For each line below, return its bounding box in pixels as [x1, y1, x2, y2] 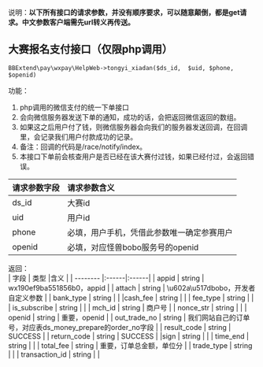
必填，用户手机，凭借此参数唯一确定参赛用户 [67, 227, 234, 238]
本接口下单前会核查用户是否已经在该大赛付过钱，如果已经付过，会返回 [19, 151, 248, 161]
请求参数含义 [67, 182, 116, 193]
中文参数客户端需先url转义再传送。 [21, 17, 135, 27]
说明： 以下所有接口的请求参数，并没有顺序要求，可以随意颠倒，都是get [8, 8, 240, 17]
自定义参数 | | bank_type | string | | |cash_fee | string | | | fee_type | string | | [8, 293, 254, 302]
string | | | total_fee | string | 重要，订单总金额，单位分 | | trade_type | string [8, 340, 253, 350]
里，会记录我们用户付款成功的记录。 [19, 132, 138, 141]
